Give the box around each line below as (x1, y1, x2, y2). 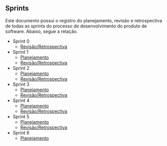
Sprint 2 (12, 65, 29, 71)
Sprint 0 (12, 38, 29, 44)
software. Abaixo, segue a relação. (5, 28, 78, 34)
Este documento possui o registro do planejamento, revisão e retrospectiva (5, 17, 162, 23)
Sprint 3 (12, 81, 29, 87)
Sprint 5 (12, 114, 29, 120)
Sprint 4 (12, 97, 29, 103)
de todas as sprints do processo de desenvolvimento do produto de (5, 23, 147, 29)
